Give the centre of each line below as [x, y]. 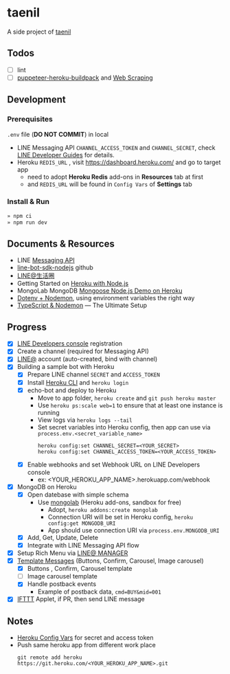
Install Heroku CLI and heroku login [78, 382]
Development [37, 100]
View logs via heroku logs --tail [85, 420]
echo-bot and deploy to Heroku [72, 390]
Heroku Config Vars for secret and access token [85, 638]
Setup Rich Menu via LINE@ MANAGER [72, 553]
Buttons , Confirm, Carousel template [80, 569]
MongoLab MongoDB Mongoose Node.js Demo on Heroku [100, 291]
